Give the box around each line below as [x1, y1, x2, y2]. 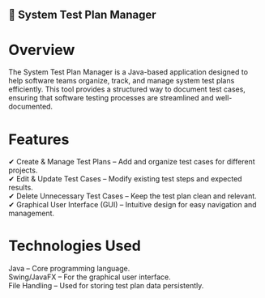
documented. [8, 102, 53, 112]
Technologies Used [8, 236, 142, 255]
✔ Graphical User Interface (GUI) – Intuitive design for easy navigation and [8, 200, 257, 210]
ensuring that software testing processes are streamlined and [8, 93, 214, 103]
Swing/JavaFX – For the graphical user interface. [8, 272, 172, 282]
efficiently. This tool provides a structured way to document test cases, [8, 84, 246, 94]
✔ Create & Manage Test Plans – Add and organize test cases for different [8, 157, 255, 167]
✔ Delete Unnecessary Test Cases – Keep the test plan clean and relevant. [8, 191, 257, 201]
